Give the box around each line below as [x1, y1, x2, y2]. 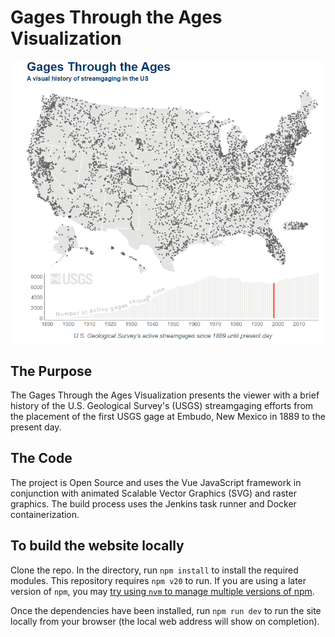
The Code [10, 450, 73, 467]
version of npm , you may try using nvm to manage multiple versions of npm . [10, 585, 315, 597]
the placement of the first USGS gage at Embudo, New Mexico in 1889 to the [10, 410, 326, 422]
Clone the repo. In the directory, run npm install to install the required [10, 564, 299, 576]
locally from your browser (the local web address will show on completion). [10, 615, 320, 627]
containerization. [10, 508, 80, 520]
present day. [10, 421, 62, 433]
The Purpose [10, 362, 93, 380]
